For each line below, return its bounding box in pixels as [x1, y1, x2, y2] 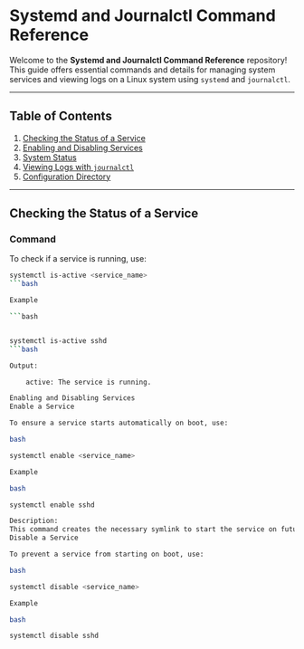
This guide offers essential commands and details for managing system [9, 64, 276, 75]
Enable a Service [9, 402, 75, 412]
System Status [22, 151, 77, 163]
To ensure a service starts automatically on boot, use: [9, 418, 229, 428]
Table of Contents [9, 109, 113, 124]
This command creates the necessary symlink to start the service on [9, 525, 278, 534]
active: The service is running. [25, 377, 152, 387]
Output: [9, 361, 39, 370]
